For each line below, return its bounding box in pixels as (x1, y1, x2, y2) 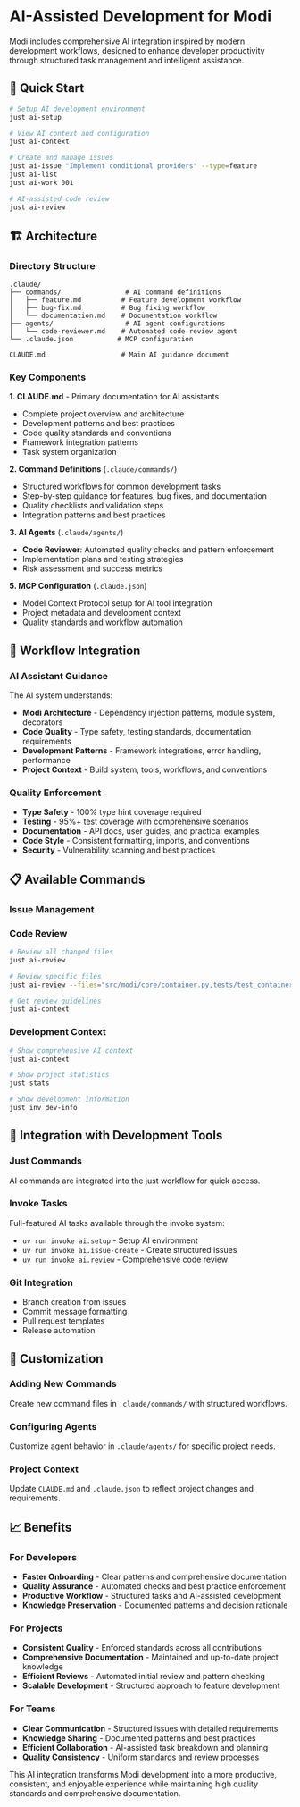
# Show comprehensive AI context (9, 1046, 134, 1055)
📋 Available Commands (9, 871, 146, 887)
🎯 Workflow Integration (9, 643, 141, 658)
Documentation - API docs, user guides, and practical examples (21, 826, 260, 836)
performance (21, 755, 71, 766)
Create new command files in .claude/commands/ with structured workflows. (9, 1398, 287, 1408)
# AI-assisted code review (9, 194, 110, 203)
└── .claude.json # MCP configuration (9, 335, 194, 344)
